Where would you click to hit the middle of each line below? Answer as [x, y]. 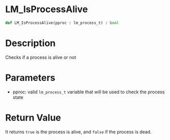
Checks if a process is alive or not [41, 57]
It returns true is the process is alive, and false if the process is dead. [78, 132]
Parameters [30, 78]
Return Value [33, 117]
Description [30, 43]
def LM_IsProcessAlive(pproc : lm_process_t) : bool [62, 23]
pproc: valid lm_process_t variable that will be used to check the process [89, 92]
